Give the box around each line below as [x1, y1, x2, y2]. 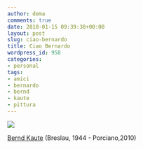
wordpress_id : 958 [7, 50, 61, 57]
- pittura [7, 101, 36, 108]
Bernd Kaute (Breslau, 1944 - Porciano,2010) [7, 134, 137, 142]
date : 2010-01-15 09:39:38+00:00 [7, 23, 105, 30]
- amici [7, 75, 30, 83]
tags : [7, 69, 23, 76]
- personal [7, 62, 39, 69]
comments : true [7, 17, 52, 24]
